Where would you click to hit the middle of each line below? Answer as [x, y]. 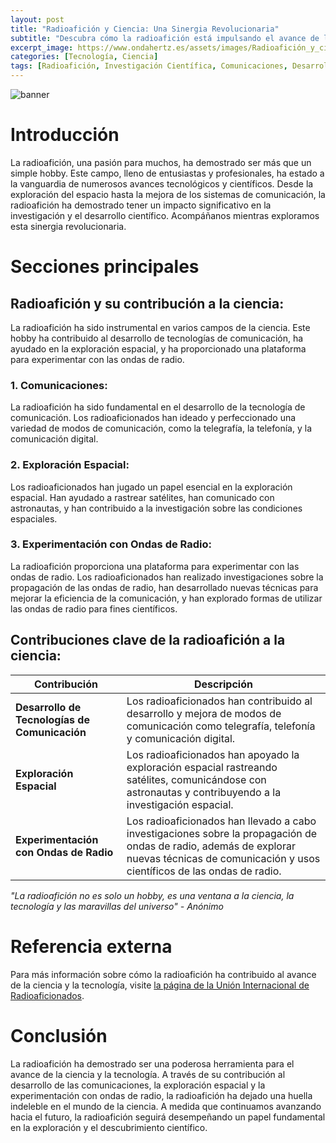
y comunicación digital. [181, 738]
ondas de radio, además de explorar [211, 846]
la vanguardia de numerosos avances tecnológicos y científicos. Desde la [162, 183]
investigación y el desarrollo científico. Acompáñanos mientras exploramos [165, 215]
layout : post [37, 19]
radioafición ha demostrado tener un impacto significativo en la [141, 205]
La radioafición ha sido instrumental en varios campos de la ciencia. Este [160, 327]
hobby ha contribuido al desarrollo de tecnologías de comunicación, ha [157, 338]
